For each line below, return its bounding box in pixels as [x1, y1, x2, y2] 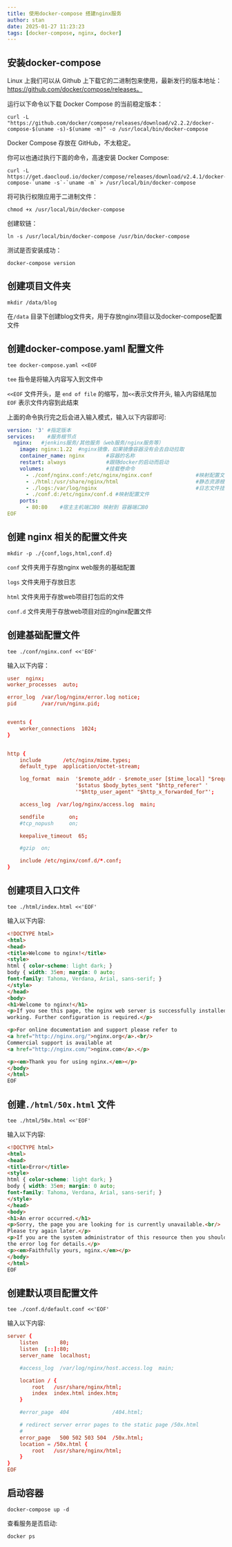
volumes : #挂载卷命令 [19, 465, 135, 472]
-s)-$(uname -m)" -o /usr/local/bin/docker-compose [56, 126, 209, 133]
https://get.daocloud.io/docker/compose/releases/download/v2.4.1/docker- [7, 174, 227, 181]
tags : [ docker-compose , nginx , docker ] [7, 29, 122, 37]
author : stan [7, 17, 45, 24]
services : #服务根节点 [7, 433, 77, 440]
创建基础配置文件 [7, 629, 80, 641]
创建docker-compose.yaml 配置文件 [7, 343, 164, 355]
